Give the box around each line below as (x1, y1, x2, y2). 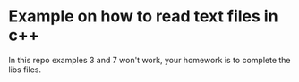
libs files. (8, 64, 42, 75)
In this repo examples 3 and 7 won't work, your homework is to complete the (8, 54, 291, 65)
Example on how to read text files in (8, 6, 278, 27)
